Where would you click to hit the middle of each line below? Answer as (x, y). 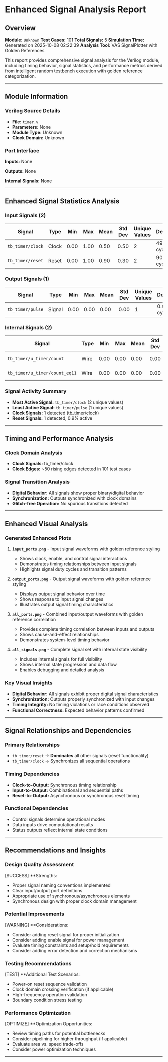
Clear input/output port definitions (47, 890)
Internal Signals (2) (29, 327)
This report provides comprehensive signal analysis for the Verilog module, (82, 60)
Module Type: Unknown (37, 132)
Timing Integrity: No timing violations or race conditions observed (81, 704)
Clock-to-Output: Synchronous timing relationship (64, 785)
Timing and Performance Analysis (59, 438)
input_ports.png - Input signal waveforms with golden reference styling (86, 549)
